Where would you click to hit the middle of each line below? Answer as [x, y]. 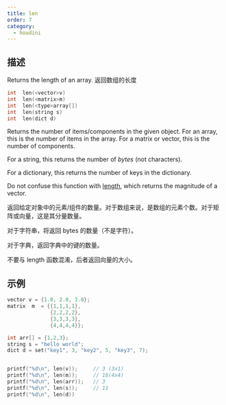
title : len [23, 13]
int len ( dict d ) [32, 118]
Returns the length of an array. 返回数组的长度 [72, 80]
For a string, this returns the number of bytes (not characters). [95, 159]
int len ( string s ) [35, 112]
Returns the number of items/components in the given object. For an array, [112, 132]
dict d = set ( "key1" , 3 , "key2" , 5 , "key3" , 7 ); [78, 351]
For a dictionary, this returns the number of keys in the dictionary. [99, 173]
